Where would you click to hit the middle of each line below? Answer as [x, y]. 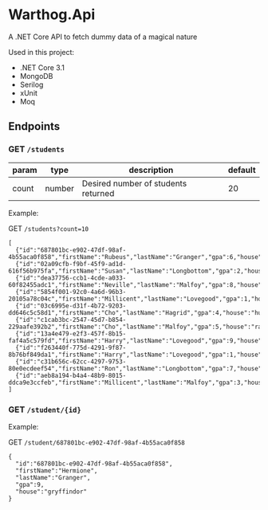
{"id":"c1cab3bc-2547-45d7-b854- [71, 320]
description [151, 170]
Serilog [32, 84]
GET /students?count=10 [49, 228]
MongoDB [36, 76]
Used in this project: [41, 52]
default [242, 170]
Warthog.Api [52, 15]
